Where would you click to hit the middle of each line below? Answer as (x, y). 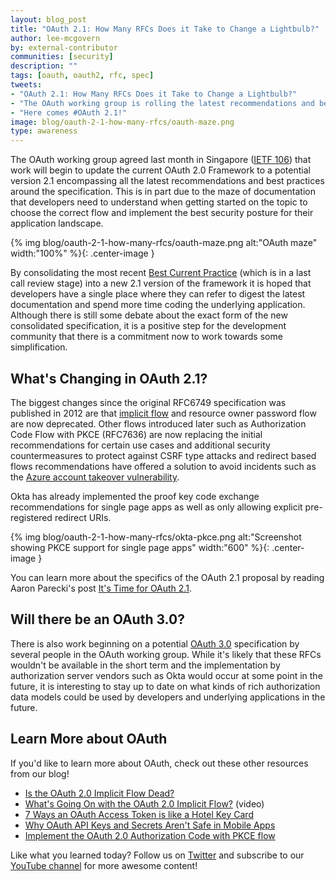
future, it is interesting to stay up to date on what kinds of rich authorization (165, 686)
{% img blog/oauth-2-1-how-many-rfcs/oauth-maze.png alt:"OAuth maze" (164, 243)
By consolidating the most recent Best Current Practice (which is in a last (161, 273)
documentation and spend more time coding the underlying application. (158, 305)
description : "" (44, 66)
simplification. (39, 347)
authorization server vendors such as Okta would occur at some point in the (166, 675)
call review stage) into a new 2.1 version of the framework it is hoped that (161, 283)
